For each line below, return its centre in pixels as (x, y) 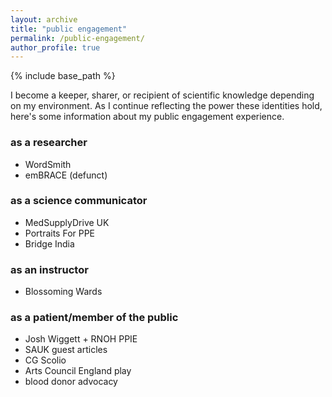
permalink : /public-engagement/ (77, 38)
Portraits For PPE (60, 233)
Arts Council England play (78, 371)
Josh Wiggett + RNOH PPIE (81, 339)
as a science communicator (79, 201)
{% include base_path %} (63, 76)
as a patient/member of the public (94, 318)
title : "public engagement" (69, 29)
